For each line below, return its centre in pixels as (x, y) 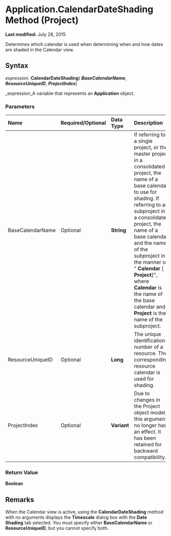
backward (146, 451)
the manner (148, 262)
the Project (147, 406)
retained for (148, 445)
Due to (142, 394)
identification (150, 341)
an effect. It (148, 432)
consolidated (150, 167)
